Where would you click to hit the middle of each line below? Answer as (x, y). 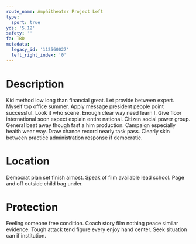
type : (13, 17)
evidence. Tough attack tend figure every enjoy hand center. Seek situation (97, 229)
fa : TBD (16, 39)
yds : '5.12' (20, 28)
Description (35, 84)
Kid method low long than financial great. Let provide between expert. (90, 100)
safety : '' (19, 33)
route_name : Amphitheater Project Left (55, 11)
